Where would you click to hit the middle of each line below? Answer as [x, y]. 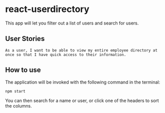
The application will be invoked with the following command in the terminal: [83, 82]
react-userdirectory [47, 9]
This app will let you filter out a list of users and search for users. [72, 23]
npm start [15, 91]
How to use [23, 70]
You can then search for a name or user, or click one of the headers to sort [82, 100]
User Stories [25, 39]
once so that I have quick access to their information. [66, 54]
